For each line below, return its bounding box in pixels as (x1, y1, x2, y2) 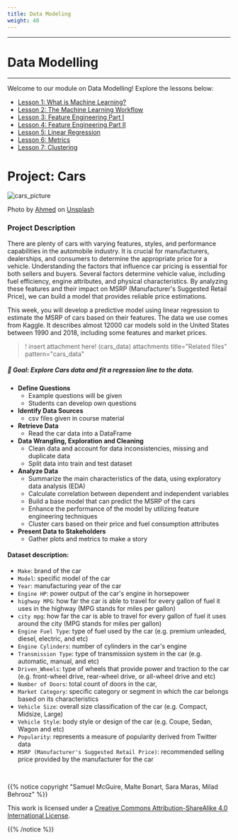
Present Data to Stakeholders (17, 526, 106, 536)
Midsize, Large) (17, 709, 64, 718)
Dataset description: (7, 551, 69, 559)
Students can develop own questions (28, 399, 137, 407)
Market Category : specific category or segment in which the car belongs (17, 687, 229, 695)
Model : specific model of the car (17, 574, 111, 582)
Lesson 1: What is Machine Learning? (17, 98, 126, 106)
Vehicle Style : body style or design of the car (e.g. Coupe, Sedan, (17, 717, 212, 726)
